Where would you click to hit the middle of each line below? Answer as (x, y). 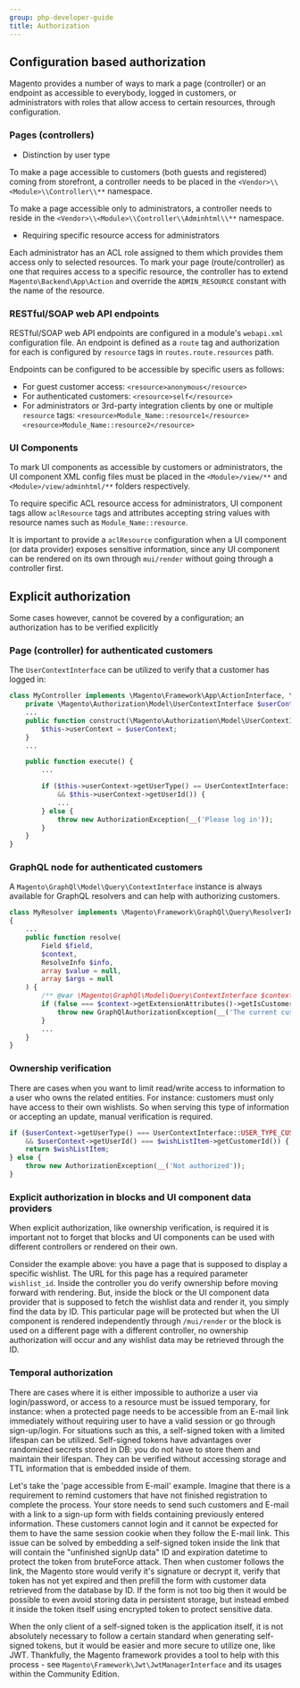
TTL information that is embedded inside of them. (100, 1468)
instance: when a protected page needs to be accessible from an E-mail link (149, 1411)
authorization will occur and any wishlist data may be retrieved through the (146, 1340)
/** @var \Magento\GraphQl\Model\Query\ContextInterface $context (167, 996)
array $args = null (78, 979)
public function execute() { (79, 762)
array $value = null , (82, 970)
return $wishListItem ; (67, 1149)
